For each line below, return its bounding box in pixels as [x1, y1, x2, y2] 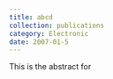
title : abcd [9, 12, 53, 22]
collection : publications [9, 21, 104, 30]
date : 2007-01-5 [9, 37, 69, 47]
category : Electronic [9, 29, 89, 38]
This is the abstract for [9, 61, 92, 72]
